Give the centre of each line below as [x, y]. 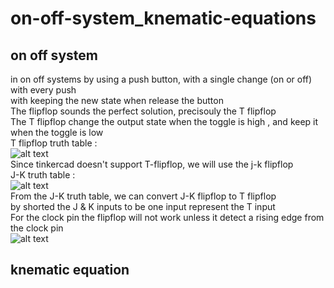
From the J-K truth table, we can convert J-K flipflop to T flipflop [143, 196]
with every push [43, 90]
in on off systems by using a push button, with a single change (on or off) [161, 79]
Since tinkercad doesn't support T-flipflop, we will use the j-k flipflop [152, 164]
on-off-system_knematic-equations [163, 18]
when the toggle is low [57, 132]
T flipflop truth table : [54, 143]
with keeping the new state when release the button [117, 100]
